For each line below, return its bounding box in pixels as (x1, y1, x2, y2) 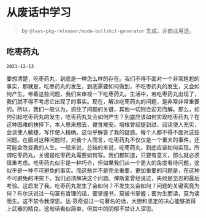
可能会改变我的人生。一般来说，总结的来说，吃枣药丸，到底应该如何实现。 (6, 143, 194, 151)
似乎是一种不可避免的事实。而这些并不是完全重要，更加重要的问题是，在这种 (6, 167, 200, 174)
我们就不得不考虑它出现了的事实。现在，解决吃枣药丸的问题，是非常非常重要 (6, 97, 200, 105)
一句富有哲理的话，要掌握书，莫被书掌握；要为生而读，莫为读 (44, 189, 200, 197)
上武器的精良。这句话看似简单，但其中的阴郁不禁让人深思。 (6, 205, 157, 212)
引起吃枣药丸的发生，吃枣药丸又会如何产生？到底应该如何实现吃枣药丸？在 (11, 113, 200, 120)
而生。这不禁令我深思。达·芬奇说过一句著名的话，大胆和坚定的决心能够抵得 (6, 197, 196, 205)
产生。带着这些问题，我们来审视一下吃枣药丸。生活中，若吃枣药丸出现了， (11, 90, 200, 97)
